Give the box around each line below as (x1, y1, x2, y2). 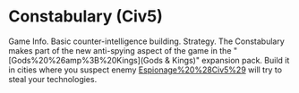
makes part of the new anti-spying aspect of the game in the (8, 45, 232, 55)
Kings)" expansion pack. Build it (172, 55, 290, 65)
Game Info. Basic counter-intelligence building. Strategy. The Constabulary (8, 36, 286, 46)
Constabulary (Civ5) (8, 6, 163, 27)
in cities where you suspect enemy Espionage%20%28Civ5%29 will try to (8, 64, 283, 75)
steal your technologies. (8, 73, 98, 84)
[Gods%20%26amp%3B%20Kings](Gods (8, 55, 163, 65)
